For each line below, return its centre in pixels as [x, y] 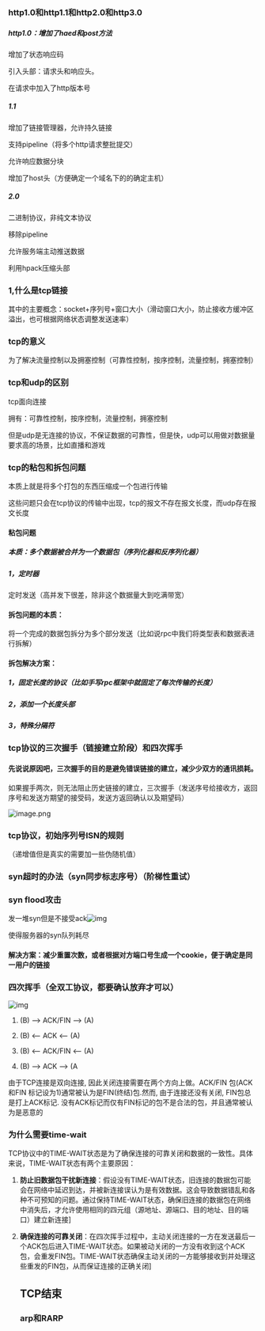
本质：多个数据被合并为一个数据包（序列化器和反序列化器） [105, 552]
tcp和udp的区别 [39, 383]
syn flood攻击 [35, 900]
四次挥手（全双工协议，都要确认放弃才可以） [93, 987]
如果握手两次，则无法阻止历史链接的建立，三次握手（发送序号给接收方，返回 [133, 787]
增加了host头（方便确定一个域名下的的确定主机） [88, 178]
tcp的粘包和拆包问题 [47, 467]
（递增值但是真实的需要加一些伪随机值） [74, 854]
